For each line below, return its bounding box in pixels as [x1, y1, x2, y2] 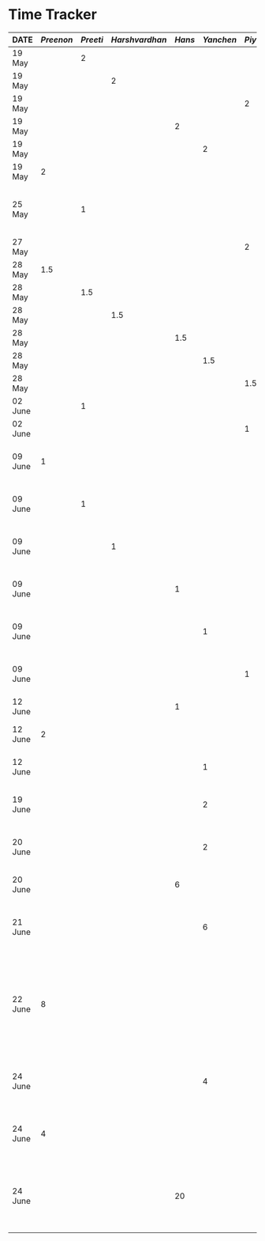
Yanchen [202, 34, 237, 45]
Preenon [40, 34, 73, 45]
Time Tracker [8, 6, 97, 24]
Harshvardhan [110, 34, 167, 45]
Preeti [80, 34, 104, 45]
